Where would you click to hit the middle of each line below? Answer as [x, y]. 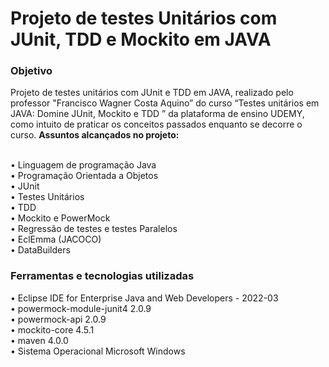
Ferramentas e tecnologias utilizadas [102, 276]
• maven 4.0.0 [39, 340]
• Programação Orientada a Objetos [84, 176]
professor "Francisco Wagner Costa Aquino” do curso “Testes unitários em [165, 103]
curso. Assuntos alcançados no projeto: [95, 135]
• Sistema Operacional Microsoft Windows [98, 351]
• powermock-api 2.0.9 [58, 319]
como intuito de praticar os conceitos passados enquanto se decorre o [156, 124]
